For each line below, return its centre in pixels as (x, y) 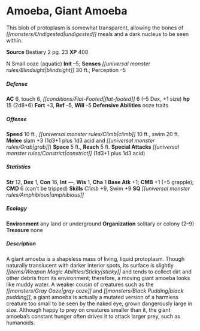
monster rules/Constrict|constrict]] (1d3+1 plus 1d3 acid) (76, 153)
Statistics (19, 167)
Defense (17, 84)
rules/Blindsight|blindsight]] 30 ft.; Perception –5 (66, 70)
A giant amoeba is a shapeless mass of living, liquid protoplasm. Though (96, 258)
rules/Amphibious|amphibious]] (45, 195)
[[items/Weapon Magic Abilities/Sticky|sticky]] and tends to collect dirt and (99, 272)
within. (14, 40)
